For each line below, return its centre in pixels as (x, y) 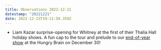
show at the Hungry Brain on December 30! (56, 43)
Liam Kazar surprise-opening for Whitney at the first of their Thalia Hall (84, 33)
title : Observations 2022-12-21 (38, 9)
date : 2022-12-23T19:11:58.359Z (38, 18)
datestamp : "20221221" (28, 14)
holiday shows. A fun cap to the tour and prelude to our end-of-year (81, 37)
